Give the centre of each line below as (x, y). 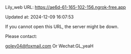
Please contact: (21, 36)
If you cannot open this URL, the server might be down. (62, 26)
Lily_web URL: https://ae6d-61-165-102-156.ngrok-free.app (65, 7)
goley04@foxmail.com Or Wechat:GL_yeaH (49, 46)
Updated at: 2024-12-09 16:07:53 (39, 17)
